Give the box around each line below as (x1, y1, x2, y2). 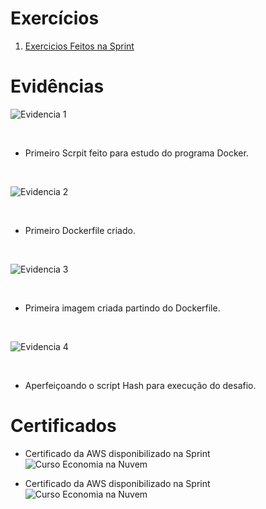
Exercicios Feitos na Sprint (24, 40, 135, 52)
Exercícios (10, 7, 100, 30)
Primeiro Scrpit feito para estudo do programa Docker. (24, 147, 249, 159)
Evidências (10, 75, 105, 98)
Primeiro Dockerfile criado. (24, 224, 136, 236)
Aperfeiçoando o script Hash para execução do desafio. (24, 379, 257, 391)
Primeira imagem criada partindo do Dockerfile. (24, 302, 221, 314)
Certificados (10, 415, 117, 437)
